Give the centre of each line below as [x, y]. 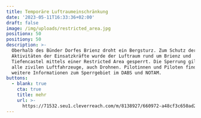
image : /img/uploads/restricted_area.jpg [59, 28]
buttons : [17, 78]
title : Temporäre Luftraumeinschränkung [57, 12]
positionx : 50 [24, 34]
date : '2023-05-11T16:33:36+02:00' [51, 17]
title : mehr [32, 95]
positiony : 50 [24, 39]
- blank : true [29, 84]
